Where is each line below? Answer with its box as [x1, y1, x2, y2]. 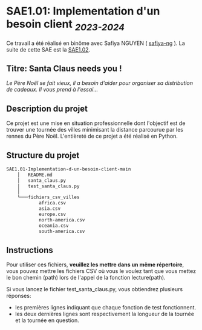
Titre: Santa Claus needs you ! [6, 63, 122, 73]
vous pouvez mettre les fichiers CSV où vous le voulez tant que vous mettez [6, 268, 197, 275]
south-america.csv [38, 228, 85, 234]
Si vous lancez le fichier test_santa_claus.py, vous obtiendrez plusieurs [6, 286, 183, 293]
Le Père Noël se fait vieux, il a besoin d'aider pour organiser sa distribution [6, 79, 194, 87]
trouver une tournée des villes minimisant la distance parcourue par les [6, 126, 183, 133]
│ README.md [17, 172, 53, 178]
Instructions [6, 244, 53, 255]
